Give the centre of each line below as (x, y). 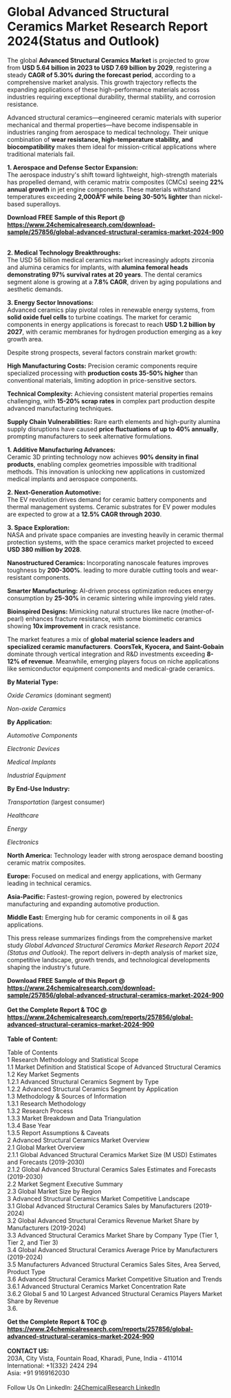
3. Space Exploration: (38, 527)
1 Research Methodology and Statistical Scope (73, 1059)
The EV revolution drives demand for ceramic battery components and (107, 499)
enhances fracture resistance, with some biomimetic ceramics (113, 618)
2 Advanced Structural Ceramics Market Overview (78, 1140)
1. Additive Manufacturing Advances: (61, 449)
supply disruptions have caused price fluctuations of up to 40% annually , (113, 429)
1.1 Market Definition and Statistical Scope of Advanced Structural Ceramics (114, 1067)
